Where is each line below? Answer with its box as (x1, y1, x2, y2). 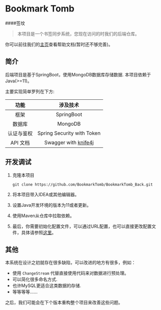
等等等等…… (12, 289, 38, 295)
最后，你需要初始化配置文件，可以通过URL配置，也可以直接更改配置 (12, 223, 152, 229)
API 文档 (10, 139, 30, 146)
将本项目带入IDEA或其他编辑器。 (12, 191, 80, 197)
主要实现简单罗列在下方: (5, 88, 55, 94)
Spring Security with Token (37, 129, 101, 136)
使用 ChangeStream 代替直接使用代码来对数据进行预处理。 (12, 270, 129, 276)
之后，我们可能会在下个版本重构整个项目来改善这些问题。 (5, 300, 123, 306)
